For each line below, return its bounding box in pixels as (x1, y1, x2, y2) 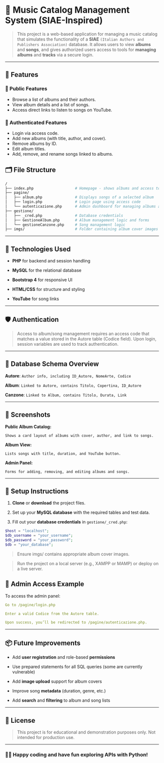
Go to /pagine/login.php (5, 602, 56, 607)
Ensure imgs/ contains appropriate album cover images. (17, 551, 130, 557)
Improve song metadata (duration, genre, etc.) (12, 688, 106, 694)
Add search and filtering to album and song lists (12, 697, 111, 703)
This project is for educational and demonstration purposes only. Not (17, 729, 156, 735)
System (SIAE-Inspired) (5, 15, 103, 26)
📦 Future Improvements (5, 639, 81, 647)
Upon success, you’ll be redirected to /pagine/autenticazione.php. (5, 620, 147, 625)
